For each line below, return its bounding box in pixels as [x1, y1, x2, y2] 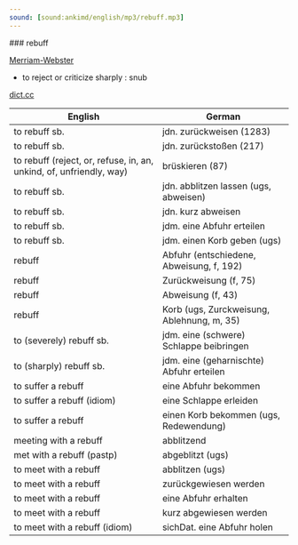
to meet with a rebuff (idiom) [13, 521, 133, 533]
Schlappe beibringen [162, 340, 249, 352]
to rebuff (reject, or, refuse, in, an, [13, 154, 154, 166]
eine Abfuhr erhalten [162, 492, 248, 504]
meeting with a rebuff [13, 434, 104, 446]
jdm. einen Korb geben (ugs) [162, 234, 282, 246]
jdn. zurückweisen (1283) [162, 125, 271, 138]
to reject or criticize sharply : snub [21, 72, 148, 83]
